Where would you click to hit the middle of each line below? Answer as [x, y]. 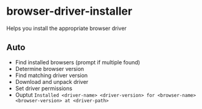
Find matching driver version [51, 75]
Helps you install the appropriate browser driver [66, 28]
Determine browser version [50, 69]
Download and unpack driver [52, 81]
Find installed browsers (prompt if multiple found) [78, 62]
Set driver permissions [43, 88]
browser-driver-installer [69, 11]
